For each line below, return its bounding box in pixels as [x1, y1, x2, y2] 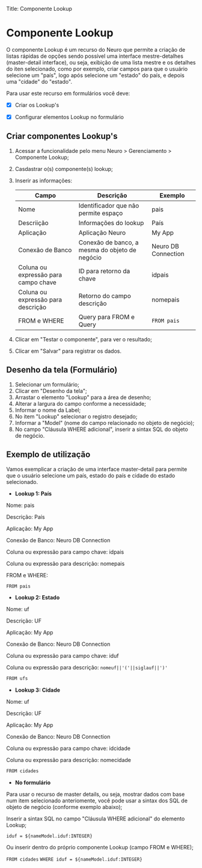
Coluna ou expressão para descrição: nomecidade [6, 757, 131, 764]
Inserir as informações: [14, 177, 72, 184]
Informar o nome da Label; [14, 406, 81, 414]
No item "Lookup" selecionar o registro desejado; [14, 412, 138, 420]
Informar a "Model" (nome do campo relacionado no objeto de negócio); [14, 419, 195, 426]
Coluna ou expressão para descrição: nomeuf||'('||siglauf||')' [6, 664, 168, 671]
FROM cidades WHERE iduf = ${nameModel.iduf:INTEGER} [6, 857, 142, 863]
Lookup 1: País [14, 490, 52, 497]
